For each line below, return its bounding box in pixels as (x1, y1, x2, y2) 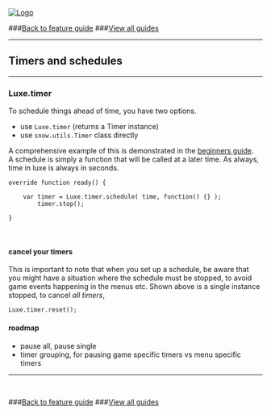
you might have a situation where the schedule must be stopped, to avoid (8, 273, 252, 283)
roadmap (8, 323, 40, 333)
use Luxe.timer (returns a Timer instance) (19, 122, 160, 132)
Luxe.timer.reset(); (8, 306, 78, 314)
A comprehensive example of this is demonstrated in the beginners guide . (8, 146, 254, 156)
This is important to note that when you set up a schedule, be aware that (8, 265, 249, 275)
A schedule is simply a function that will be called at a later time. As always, (8, 154, 260, 165)
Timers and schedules (8, 54, 123, 68)
